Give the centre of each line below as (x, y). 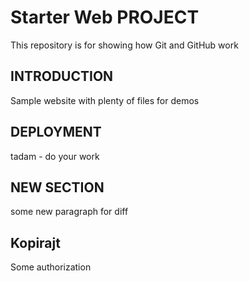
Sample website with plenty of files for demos (105, 100)
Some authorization (51, 267)
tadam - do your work (55, 156)
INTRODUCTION (62, 76)
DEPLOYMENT (56, 132)
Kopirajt (35, 242)
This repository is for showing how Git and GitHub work (124, 45)
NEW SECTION (57, 187)
